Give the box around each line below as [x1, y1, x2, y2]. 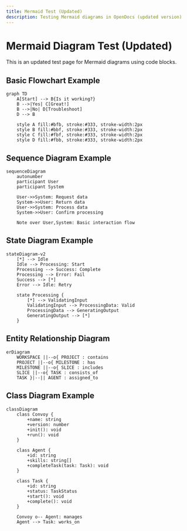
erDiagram [6, 349, 30, 355]
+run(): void [27, 431, 59, 438]
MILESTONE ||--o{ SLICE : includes [16, 364, 104, 371]
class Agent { [16, 447, 51, 453]
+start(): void [27, 493, 64, 499]
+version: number [27, 422, 69, 427]
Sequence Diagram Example [6, 153, 111, 163]
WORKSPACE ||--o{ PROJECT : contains [16, 354, 109, 360]
